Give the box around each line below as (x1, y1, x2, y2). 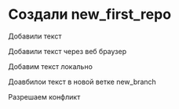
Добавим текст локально (8, 61, 93, 71)
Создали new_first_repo (8, 5, 171, 24)
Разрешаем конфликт (8, 92, 81, 101)
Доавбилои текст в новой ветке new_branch (8, 77, 157, 86)
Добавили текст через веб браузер (8, 46, 127, 56)
